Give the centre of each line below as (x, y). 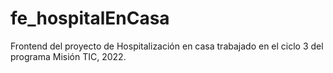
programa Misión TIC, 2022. (68, 56)
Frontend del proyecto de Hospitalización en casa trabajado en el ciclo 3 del (167, 46)
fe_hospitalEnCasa (90, 18)
